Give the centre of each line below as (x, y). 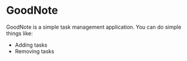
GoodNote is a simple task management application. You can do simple (94, 27)
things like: (19, 33)
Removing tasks (35, 51)
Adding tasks (31, 45)
